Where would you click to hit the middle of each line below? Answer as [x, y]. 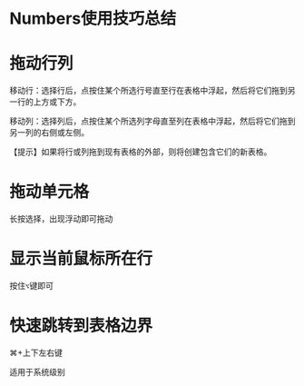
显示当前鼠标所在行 [81, 259]
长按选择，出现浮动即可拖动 [61, 219]
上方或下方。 [57, 102]
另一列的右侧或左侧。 [49, 133]
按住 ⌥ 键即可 [32, 286]
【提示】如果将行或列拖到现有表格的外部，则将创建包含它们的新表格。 [141, 152]
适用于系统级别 [37, 371]
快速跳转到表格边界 [81, 326]
